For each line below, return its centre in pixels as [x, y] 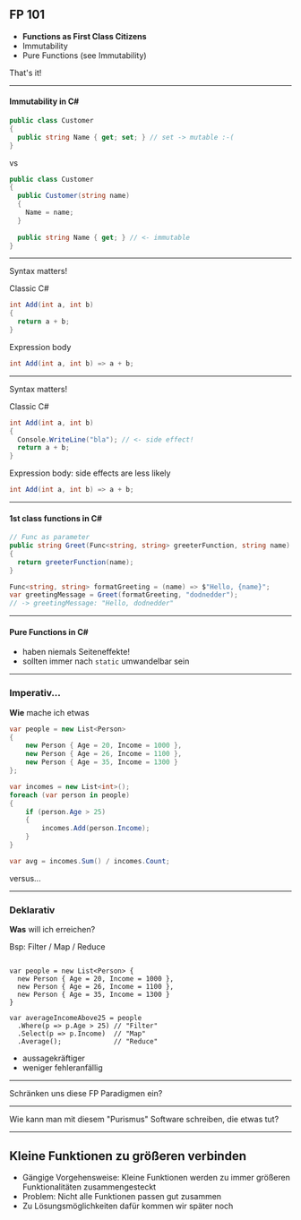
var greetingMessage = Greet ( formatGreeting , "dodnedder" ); [124, 595]
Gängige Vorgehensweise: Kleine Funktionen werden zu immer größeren [156, 1177]
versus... [26, 878]
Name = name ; [50, 213]
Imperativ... [35, 693]
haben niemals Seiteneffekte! [76, 652]
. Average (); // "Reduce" [88, 1042]
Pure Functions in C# [49, 631]
